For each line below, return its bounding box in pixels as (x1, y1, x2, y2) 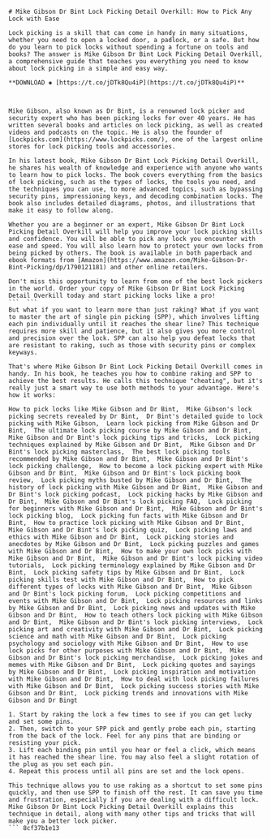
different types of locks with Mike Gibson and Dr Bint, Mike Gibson (8, 583, 252, 591)
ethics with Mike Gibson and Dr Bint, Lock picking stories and (8, 533, 234, 541)
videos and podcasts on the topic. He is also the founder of (8, 128, 223, 136)
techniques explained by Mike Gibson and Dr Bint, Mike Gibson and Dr (8, 441, 256, 449)
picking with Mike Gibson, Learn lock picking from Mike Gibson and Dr (8, 419, 260, 428)
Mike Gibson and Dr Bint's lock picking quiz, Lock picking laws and (8, 526, 252, 534)
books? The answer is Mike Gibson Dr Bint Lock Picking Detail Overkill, (8, 50, 264, 58)
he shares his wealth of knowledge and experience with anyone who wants (8, 164, 264, 172)
